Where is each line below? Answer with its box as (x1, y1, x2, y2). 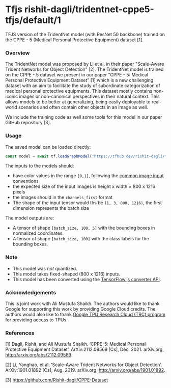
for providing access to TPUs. (5, 317, 68, 323)
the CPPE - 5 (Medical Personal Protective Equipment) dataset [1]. (5, 37, 144, 43)
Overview (5, 49, 30, 57)
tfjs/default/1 (5, 14, 61, 26)
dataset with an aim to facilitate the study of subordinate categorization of (5, 82, 160, 89)
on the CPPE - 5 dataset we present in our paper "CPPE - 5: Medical (5, 72, 149, 78)
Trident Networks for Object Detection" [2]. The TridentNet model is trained (5, 66, 164, 72)
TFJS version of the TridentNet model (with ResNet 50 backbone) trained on (5, 31, 165, 37)
